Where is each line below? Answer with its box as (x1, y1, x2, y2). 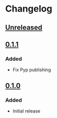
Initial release (12, 108, 40, 114)
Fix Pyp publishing (12, 67, 51, 73)
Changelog (5, 3, 52, 15)
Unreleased (5, 23, 43, 32)
